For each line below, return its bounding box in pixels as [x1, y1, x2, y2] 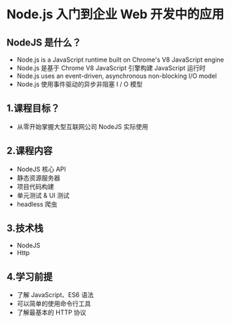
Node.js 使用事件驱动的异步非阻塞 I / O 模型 [16, 80, 143, 88]
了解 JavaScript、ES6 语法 [16, 291, 94, 299]
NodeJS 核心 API [16, 165, 66, 173]
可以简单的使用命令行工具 [16, 299, 91, 308]
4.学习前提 [6, 270, 53, 282]
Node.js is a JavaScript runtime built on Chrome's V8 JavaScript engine [16, 55, 224, 64]
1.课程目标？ [6, 102, 60, 114]
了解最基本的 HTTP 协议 [16, 308, 87, 317]
